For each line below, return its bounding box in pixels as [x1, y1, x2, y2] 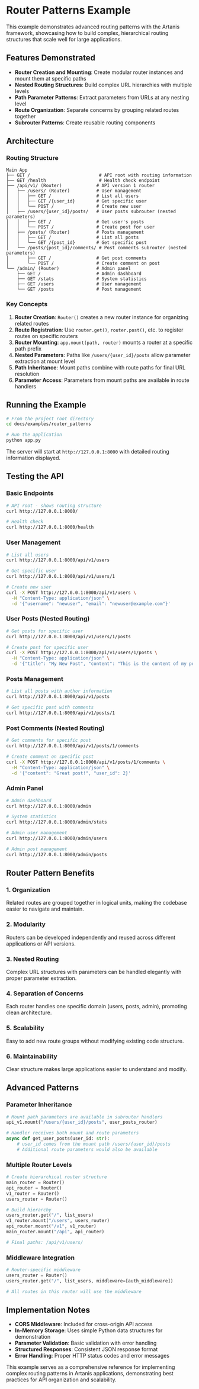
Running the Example [6, 400, 87, 410]
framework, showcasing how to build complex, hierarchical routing [6, 29, 169, 36]
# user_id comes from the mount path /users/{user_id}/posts [17, 1141, 171, 1147]
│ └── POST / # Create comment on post [6, 261, 161, 266]
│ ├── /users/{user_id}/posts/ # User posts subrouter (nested [6, 208, 176, 215]
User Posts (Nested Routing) [6, 615, 90, 623]
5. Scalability [6, 1024, 44, 1032]
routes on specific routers [14, 332, 78, 339]
